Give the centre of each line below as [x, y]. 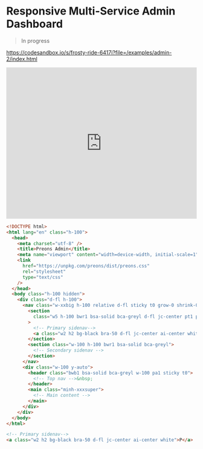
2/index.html [22, 59]
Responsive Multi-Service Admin [91, 11]
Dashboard [35, 24]
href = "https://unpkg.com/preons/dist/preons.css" [86, 266]
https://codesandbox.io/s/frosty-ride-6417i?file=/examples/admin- [89, 52]
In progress [35, 41]
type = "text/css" [43, 277]
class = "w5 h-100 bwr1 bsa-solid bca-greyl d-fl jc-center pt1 [113, 316]
